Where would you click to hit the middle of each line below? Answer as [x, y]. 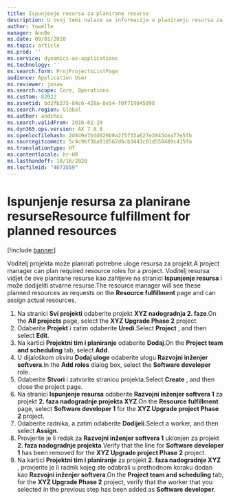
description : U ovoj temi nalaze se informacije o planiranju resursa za [115, 20]
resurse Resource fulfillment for [99, 216]
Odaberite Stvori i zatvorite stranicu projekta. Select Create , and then [116, 379]
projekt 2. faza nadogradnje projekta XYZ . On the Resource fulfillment [118, 401]
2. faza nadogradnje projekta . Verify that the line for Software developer [120, 445]
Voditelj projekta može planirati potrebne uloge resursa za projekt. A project [113, 263]
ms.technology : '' [33, 65]
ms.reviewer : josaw [35, 84]
